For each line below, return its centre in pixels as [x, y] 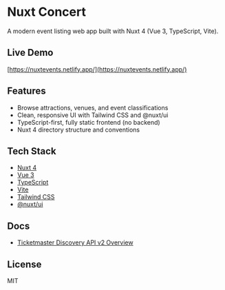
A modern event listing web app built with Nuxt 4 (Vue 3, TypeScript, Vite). [113, 31]
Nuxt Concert [46, 12]
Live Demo [30, 53]
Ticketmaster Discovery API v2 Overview [75, 242]
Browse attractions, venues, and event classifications [93, 107]
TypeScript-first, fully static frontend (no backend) [88, 122]
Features [26, 91]
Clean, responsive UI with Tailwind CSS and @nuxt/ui [93, 115]
